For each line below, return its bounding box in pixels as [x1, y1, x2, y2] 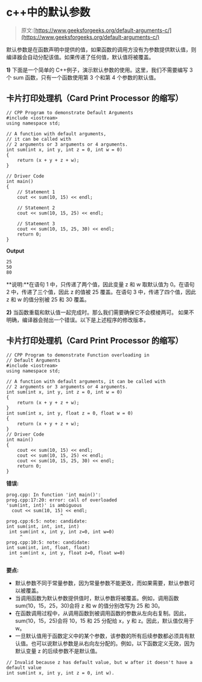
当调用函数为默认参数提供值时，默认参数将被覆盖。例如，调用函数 [14, 594, 179, 602]
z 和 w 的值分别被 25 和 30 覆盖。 [6, 295, 90, 303]
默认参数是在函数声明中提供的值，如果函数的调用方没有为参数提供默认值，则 [6, 46, 197, 53]
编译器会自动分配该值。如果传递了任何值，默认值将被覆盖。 [6, 53, 154, 60]
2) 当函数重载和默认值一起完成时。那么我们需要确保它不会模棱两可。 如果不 [6, 309, 194, 316]
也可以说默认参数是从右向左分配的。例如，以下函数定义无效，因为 [31, 640, 195, 647]
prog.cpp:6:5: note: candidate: [6, 518, 87, 524]
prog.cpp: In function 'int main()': [6, 492, 101, 498]
